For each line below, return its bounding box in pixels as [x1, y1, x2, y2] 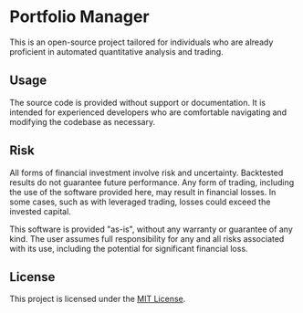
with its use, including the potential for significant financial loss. [9, 243, 248, 254]
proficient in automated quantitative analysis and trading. [9, 46, 224, 57]
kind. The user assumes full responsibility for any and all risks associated [9, 233, 285, 244]
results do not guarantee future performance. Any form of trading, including [9, 176, 295, 188]
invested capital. [9, 205, 71, 216]
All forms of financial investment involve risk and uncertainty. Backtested [9, 167, 284, 178]
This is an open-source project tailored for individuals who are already [9, 37, 274, 47]
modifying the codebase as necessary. [9, 116, 156, 127]
